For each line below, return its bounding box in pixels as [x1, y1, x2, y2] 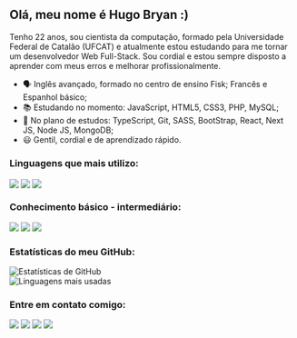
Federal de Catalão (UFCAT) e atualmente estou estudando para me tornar [9, 41, 288, 52]
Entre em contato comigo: [9, 298, 126, 311]
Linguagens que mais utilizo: [9, 156, 139, 169]
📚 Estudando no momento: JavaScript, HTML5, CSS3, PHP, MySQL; [22, 102, 280, 113]
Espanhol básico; [22, 91, 88, 103]
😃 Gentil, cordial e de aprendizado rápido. [22, 134, 182, 144]
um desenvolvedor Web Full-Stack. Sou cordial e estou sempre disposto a [9, 50, 287, 62]
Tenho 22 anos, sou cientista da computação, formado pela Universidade [9, 31, 284, 42]
